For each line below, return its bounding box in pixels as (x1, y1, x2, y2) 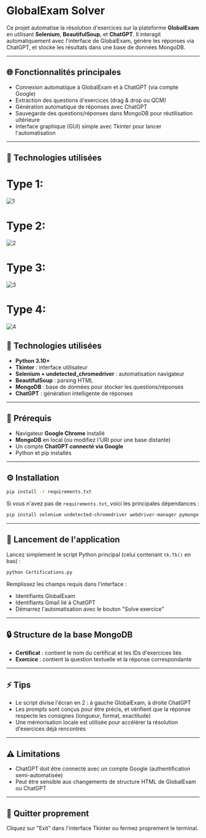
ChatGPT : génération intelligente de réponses (15, 389, 133, 397)
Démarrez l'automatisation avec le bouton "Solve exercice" (15, 605, 164, 613)
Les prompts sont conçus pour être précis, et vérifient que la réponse (15, 705, 191, 713)
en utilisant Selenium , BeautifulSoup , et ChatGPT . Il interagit (6, 30, 161, 37)
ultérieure (15, 116, 40, 123)
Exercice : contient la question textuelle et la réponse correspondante (15, 655, 192, 663)
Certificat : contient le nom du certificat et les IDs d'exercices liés (15, 649, 182, 656)
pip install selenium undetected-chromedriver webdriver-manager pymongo (6, 512, 199, 518)
